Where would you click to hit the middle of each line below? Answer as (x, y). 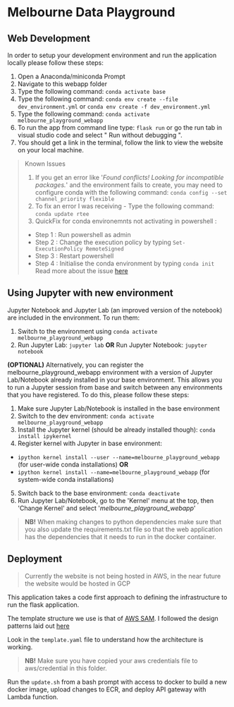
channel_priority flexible (75, 199)
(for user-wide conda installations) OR (73, 464)
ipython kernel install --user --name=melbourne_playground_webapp (118, 457)
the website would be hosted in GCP (77, 584)
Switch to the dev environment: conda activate (86, 416)
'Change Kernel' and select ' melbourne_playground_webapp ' (106, 508)
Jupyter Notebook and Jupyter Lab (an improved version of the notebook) (115, 310)
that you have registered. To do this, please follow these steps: (98, 394)
